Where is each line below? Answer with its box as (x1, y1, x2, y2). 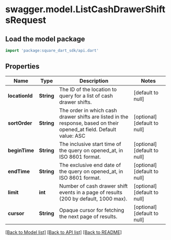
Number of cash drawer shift (59, 182, 128, 189)
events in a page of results (59, 189, 123, 196)
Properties (5, 62, 40, 71)
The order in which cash (59, 107, 117, 114)
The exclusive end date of (59, 161, 121, 168)
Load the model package (5, 35, 85, 43)
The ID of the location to (59, 85, 117, 93)
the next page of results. (59, 213, 118, 220)
